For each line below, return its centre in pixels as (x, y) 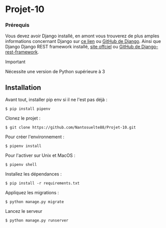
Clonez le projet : (23, 118)
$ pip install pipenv (28, 109)
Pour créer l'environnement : (35, 137)
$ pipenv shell (21, 165)
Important (15, 62)
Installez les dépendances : (33, 174)
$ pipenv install (23, 146)
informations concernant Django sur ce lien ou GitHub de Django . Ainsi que (83, 41)
